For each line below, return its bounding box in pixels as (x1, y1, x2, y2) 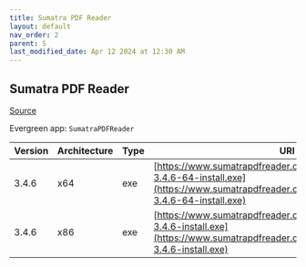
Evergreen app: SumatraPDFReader (9, 122, 135, 133)
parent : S (9, 38, 47, 48)
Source (9, 105, 36, 116)
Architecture (57, 144, 114, 157)
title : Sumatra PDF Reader (9, 13, 112, 23)
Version (14, 144, 49, 157)
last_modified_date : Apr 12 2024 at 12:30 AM (9, 47, 185, 56)
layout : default (9, 22, 71, 31)
